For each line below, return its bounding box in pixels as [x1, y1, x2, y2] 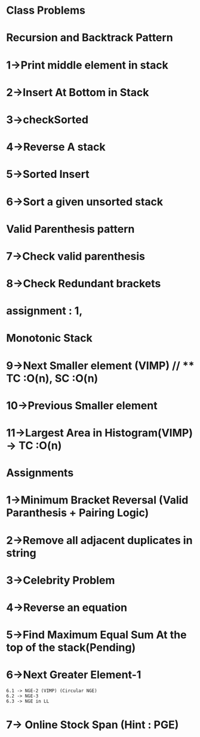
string [6, 546, 37, 560]
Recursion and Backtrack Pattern [6, 31, 173, 45]
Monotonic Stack [6, 331, 93, 345]
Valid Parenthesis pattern [6, 222, 135, 236]
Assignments [6, 466, 74, 480]
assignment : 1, [6, 304, 83, 318]
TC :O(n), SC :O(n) [6, 371, 99, 385]
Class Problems [6, 4, 85, 17]
